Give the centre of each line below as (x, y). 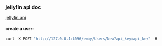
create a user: (20, 28)
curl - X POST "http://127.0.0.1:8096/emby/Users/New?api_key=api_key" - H (81, 39)
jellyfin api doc (23, 7)
